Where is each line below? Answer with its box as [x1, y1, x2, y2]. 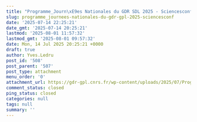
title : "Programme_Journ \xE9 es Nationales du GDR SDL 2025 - [6, 8, 159, 15]
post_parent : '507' [6, 63, 54, 69]
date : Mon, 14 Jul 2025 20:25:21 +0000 [6, 42, 104, 48]
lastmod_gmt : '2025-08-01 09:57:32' [6, 36, 96, 42]
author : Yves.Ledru [6, 52, 54, 58]
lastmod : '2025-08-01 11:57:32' [6, 30, 85, 36]
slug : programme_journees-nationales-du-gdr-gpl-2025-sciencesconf [6, 14, 175, 20]
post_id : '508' [6, 57, 43, 63]
